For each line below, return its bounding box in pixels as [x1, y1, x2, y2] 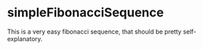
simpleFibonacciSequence [7, 5, 164, 21]
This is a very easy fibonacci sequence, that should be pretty [7, 27, 182, 36]
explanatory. [7, 34, 43, 42]
